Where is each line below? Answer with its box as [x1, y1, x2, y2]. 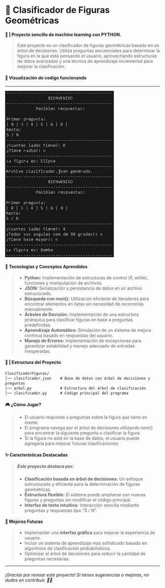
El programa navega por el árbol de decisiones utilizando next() [24, 425, 153, 431]
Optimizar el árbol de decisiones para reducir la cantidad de [24, 550, 146, 556]
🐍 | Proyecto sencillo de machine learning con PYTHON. [5, 32, 122, 38]
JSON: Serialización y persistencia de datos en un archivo [24, 285, 142, 291]
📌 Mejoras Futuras [5, 518, 43, 525]
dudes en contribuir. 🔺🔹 [5, 577, 53, 583]
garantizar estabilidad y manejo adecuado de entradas [24, 343, 135, 349]
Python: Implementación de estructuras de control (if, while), [24, 274, 148, 280]
